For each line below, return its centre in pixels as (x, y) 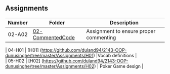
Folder (57, 22)
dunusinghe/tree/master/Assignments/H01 (49, 55)
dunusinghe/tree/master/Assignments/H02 (50, 66)
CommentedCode (54, 38)
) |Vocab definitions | (115, 55)
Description (124, 22)
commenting (101, 38)
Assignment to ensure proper (121, 31)
